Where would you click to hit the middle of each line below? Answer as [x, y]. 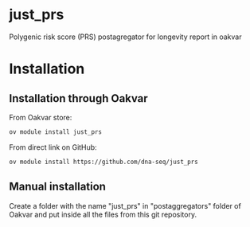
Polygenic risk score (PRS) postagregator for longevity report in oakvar [125, 37]
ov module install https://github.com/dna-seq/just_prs [104, 162]
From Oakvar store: [41, 117]
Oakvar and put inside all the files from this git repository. [103, 214]
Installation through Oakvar [78, 98]
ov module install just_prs [56, 132]
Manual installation [58, 187]
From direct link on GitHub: [53, 147]
